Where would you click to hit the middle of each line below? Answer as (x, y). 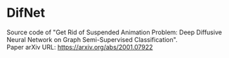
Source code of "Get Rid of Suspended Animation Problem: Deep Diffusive (115, 32)
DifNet (26, 13)
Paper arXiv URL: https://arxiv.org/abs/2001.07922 (80, 47)
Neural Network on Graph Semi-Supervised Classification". (92, 39)
